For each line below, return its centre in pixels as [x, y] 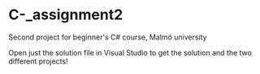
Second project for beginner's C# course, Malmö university [108, 37]
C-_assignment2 [66, 15]
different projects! [38, 61]
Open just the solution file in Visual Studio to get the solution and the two [130, 52]
